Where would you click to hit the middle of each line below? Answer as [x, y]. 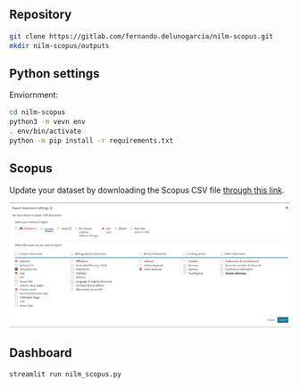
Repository [41, 15]
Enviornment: [34, 95]
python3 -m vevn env [48, 122]
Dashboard [41, 353]
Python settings [54, 74]
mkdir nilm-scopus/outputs [59, 45]
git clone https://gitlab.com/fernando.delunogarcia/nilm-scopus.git [142, 36]
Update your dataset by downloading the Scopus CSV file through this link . [147, 190]
